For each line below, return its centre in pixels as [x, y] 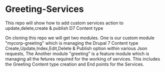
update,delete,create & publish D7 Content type [54, 28]
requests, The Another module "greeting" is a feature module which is [77, 54]
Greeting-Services [44, 9]
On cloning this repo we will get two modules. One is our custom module [80, 38]
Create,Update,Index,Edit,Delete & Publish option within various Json [76, 48]
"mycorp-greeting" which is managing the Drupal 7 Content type [72, 43]
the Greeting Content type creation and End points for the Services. [75, 64]
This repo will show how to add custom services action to [64, 23]
